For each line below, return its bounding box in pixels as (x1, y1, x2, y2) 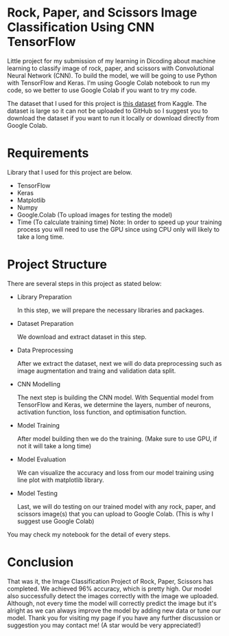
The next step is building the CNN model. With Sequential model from (16, 393, 214, 402)
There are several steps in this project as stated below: (7, 279, 162, 287)
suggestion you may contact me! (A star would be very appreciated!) (7, 621, 202, 629)
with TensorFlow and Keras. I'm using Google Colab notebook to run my (7, 78, 210, 87)
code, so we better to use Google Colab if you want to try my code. (7, 86, 197, 94)
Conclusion (7, 555, 74, 570)
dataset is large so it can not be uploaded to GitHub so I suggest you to (7, 107, 208, 115)
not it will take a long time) (16, 441, 92, 450)
